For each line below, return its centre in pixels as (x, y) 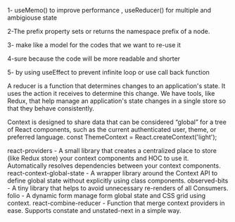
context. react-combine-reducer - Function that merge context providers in (116, 203)
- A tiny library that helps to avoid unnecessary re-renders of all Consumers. (118, 188)
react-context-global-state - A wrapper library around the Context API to (113, 173)
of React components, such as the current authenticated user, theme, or (112, 129)
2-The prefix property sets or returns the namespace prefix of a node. (109, 31)
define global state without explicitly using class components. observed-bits (118, 180)
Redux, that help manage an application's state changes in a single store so (117, 101)
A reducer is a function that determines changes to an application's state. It (116, 86)
